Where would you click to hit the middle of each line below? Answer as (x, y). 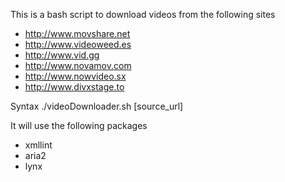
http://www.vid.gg (62, 55)
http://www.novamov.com (78, 65)
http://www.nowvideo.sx (75, 76)
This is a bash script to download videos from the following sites (143, 14)
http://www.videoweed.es (78, 44)
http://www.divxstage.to (74, 87)
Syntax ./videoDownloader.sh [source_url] (97, 106)
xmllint (38, 145)
